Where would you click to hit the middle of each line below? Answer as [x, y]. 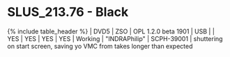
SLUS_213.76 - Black [68, 12]
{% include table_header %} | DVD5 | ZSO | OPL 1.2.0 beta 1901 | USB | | [111, 31]
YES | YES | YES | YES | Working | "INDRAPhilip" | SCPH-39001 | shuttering [115, 38]
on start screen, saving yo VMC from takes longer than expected [100, 46]
